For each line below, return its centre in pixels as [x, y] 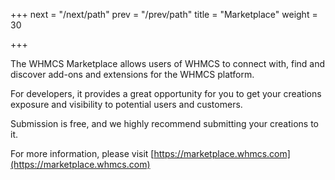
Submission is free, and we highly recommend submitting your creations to [165, 123]
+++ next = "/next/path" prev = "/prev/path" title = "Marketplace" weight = [164, 14]
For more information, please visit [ [82, 153]
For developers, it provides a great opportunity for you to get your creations [166, 93]
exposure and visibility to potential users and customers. [126, 104]
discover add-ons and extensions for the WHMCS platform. [132, 74]
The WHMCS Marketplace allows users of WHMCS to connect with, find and [168, 63]
